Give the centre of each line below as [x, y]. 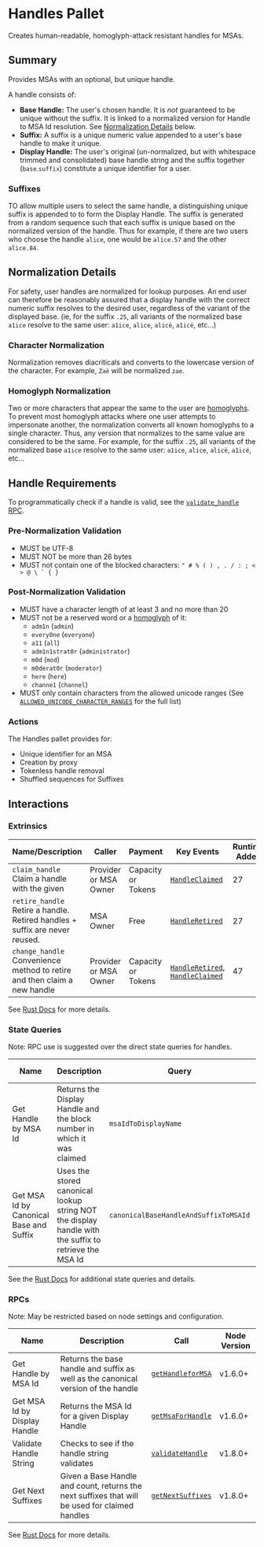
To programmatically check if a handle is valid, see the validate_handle [124, 502]
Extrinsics [28, 826]
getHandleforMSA [181, 1374]
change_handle [38, 951]
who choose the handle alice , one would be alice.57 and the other [117, 239]
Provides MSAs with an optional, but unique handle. [92, 79]
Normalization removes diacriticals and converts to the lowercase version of [131, 362]
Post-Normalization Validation [67, 592]
